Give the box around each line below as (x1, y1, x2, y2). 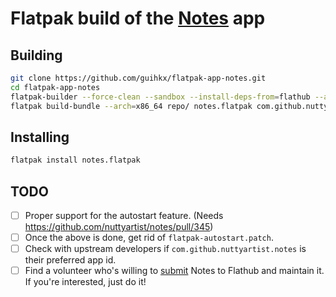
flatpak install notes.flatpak (10, 155, 141, 166)
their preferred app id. (24, 254, 117, 266)
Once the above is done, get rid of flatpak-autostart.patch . (24, 232, 274, 244)
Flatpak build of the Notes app (10, 7, 266, 30)
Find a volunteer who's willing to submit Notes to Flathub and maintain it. (24, 265, 325, 277)
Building (10, 47, 63, 64)
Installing (10, 128, 70, 146)
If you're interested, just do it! (24, 276, 147, 288)
